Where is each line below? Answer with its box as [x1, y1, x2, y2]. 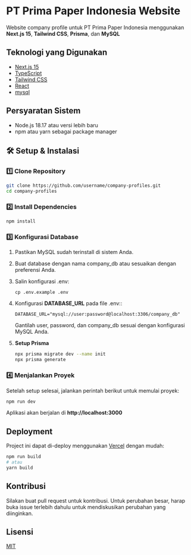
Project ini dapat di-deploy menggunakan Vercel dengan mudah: [6, 442, 165, 450]
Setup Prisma [14, 340, 49, 347]
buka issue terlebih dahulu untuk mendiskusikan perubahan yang [6, 503, 166, 510]
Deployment [6, 427, 53, 437]
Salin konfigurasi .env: [14, 278, 70, 285]
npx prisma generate [14, 357, 66, 363]
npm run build [6, 454, 42, 460]
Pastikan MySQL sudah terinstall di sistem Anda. [14, 249, 134, 256]
